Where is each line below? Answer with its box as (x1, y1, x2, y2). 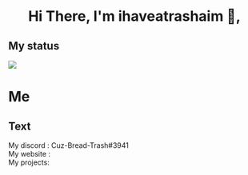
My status (8, 39, 60, 53)
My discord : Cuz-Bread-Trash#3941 (8, 141, 130, 150)
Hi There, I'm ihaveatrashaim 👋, (27, 7, 242, 26)
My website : (8, 149, 50, 158)
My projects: (8, 157, 50, 167)
